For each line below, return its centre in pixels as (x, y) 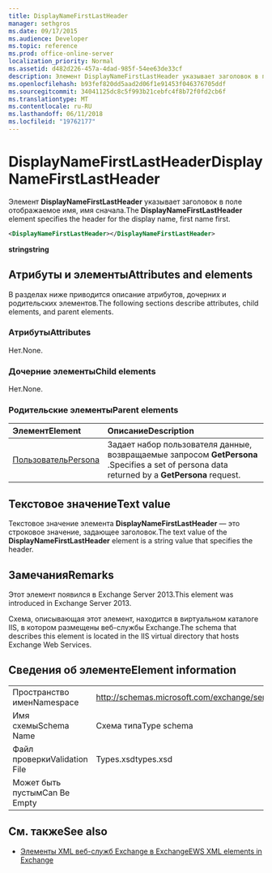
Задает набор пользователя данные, (180, 445)
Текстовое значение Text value (89, 504)
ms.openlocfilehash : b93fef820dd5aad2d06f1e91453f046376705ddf (117, 84)
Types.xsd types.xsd (134, 758)
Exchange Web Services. (50, 645)
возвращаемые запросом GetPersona (183, 455)
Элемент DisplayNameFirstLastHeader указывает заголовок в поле (125, 201)
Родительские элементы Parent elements (93, 410)
